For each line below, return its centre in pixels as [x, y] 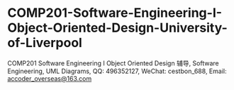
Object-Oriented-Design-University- [118, 28]
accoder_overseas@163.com [50, 78]
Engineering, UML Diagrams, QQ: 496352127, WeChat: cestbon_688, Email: [117, 71]
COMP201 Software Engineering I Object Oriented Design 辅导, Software [113, 63]
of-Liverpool [45, 43]
